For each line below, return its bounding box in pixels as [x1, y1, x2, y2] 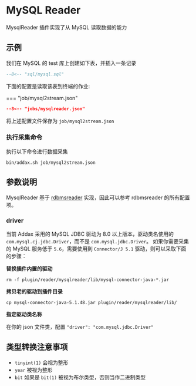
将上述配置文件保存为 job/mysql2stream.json [6, 117, 114, 124]
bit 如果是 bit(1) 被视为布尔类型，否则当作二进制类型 [14, 374, 146, 381]
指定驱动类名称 [6, 311, 42, 318]
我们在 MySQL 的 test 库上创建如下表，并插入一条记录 [6, 60, 137, 67]
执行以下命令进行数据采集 [6, 148, 68, 155]
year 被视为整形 [14, 366, 53, 373]
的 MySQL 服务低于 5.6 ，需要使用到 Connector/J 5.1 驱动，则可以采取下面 [6, 245, 187, 252]
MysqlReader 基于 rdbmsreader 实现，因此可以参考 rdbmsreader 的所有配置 [6, 194, 190, 201]
